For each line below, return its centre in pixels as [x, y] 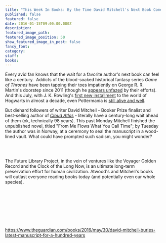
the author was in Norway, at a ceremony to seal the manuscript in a [75, 131]
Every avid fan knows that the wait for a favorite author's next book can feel [82, 74]
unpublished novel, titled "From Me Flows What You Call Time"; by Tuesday [82, 126]
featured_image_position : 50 [35, 38]
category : [15, 51]
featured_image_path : [27, 33]
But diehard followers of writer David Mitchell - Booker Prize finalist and [78, 110]
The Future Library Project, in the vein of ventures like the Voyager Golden [81, 161]
